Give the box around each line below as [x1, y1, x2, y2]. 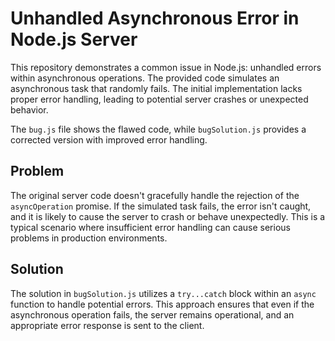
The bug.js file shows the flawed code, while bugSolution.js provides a [10, 123, 307, 135]
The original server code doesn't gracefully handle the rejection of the [10, 189, 300, 201]
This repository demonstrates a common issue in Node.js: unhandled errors [10, 61, 322, 73]
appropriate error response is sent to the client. [10, 319, 205, 331]
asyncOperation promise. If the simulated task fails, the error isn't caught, [10, 200, 312, 212]
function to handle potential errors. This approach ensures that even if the [10, 298, 315, 310]
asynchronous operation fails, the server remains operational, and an [10, 308, 295, 321]
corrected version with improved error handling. [10, 133, 208, 146]
